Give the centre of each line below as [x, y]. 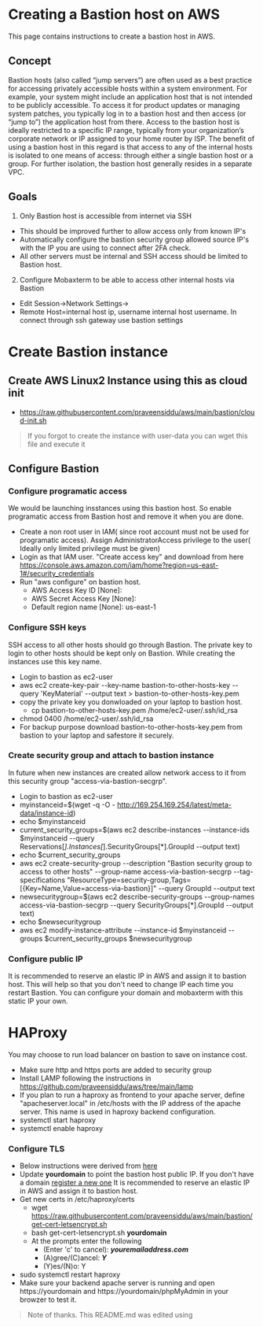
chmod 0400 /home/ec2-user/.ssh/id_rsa [86, 719]
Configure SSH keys [47, 627]
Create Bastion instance [88, 351]
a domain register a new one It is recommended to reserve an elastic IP [135, 1183]
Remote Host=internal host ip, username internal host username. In [128, 312]
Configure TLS [37, 1149]
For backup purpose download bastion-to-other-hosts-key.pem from [131, 726]
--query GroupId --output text [206, 888]
